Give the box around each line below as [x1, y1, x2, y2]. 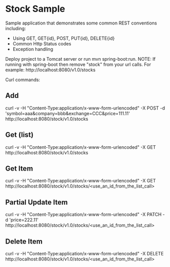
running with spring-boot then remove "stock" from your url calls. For [5, 61, 152, 67]
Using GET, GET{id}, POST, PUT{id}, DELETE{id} [12, 35, 115, 41]
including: [5, 25, 27, 31]
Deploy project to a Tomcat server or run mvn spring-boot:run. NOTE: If [5, 56, 156, 62]
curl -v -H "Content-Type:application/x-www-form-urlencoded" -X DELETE [5, 251, 164, 256]
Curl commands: [5, 76, 40, 83]
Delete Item [5, 237, 43, 246]
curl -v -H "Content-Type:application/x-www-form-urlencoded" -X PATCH [5, 211, 162, 218]
